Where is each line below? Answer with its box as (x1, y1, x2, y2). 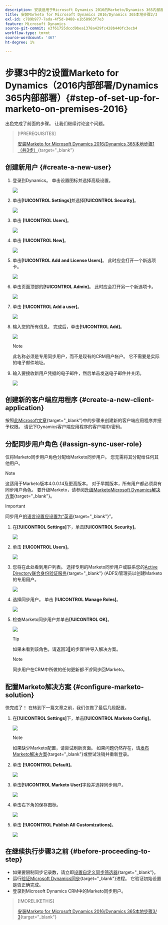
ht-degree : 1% (5, 40, 35, 45)
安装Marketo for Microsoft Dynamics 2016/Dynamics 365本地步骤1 (17, 140, 155, 146)
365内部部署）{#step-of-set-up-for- (5, 92, 160, 103)
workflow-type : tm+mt (5, 30, 50, 35)
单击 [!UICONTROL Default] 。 (12, 761, 75, 767)
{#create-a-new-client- (78, 395, 154, 404)
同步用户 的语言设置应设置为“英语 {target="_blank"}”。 (5, 513, 116, 519)
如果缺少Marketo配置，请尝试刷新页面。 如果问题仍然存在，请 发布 (12, 744, 149, 750)
